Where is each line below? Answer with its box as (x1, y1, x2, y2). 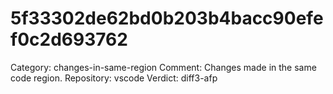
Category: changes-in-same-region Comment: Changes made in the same (10, 61, 317, 73)
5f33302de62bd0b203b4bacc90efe (10, 7, 324, 30)
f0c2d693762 (10, 28, 128, 51)
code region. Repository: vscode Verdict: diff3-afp (10, 72, 218, 84)
